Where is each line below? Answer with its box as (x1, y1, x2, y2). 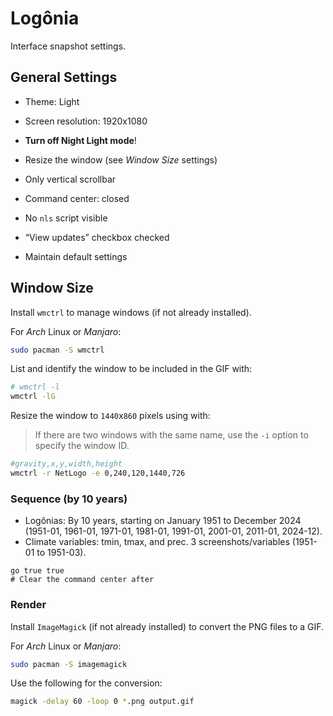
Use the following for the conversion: (10, 677, 163, 689)
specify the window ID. (34, 440, 130, 452)
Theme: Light (24, 95, 80, 107)
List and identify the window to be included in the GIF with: (10, 363, 253, 375)
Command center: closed (24, 192, 130, 204)
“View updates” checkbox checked (24, 231, 170, 243)
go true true (10, 566, 65, 576)
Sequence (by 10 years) (10, 492, 128, 506)
